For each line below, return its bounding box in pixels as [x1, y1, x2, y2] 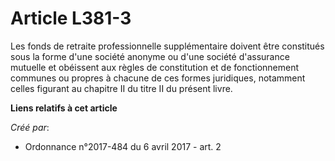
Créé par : [10, 121, 50, 133]
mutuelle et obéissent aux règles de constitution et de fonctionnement [10, 61, 300, 73]
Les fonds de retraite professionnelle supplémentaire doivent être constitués [10, 40, 325, 52]
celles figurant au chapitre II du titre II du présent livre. [10, 82, 233, 94]
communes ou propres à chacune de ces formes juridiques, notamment [10, 72, 306, 84]
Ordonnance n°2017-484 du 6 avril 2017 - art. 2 [24, 140, 222, 152]
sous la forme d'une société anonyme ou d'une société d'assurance [10, 50, 290, 62]
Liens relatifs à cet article [10, 102, 118, 114]
